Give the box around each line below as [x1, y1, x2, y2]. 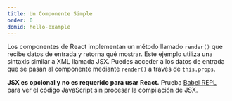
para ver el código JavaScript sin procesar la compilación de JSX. [7, 86, 198, 95]
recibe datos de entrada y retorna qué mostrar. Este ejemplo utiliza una [7, 50, 213, 58]
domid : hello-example [7, 23, 71, 30]
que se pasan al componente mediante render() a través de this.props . [7, 65, 216, 74]
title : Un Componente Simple [7, 10, 93, 18]
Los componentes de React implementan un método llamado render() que [7, 43, 223, 51]
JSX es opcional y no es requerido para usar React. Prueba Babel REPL [7, 79, 217, 87]
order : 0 [7, 17, 33, 24]
